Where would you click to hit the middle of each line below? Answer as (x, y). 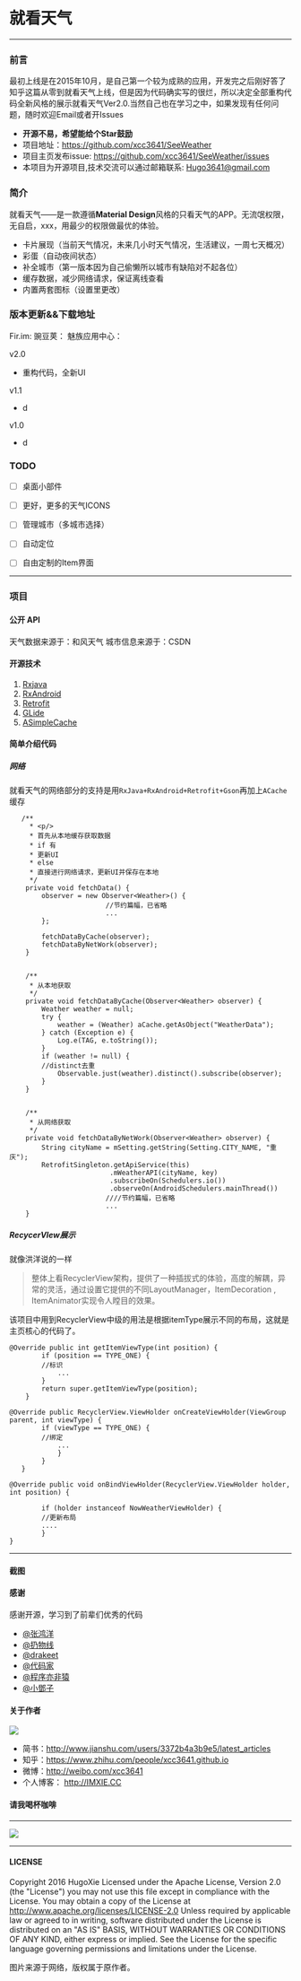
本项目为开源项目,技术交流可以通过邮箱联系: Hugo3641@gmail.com (146, 168)
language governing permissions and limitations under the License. (133, 1949)
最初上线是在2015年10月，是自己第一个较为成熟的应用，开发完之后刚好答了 (148, 81)
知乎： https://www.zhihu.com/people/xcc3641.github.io (125, 1760)
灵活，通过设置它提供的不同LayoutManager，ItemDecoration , (162, 1289)
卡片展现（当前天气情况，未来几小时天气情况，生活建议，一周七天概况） (155, 244)
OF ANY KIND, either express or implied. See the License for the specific (143, 1939)
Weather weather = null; (88, 1009)
